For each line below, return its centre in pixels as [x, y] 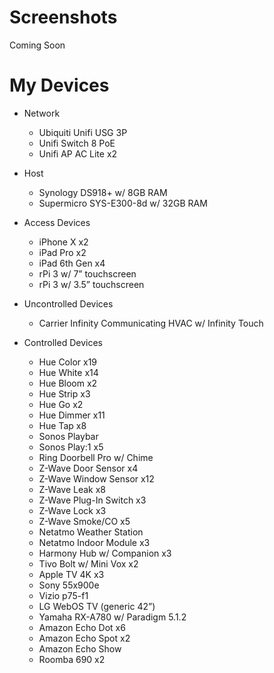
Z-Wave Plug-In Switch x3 [92, 500]
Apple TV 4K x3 [71, 574]
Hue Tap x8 [62, 425]
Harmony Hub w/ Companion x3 [105, 553]
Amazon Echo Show [80, 648]
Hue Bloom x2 [68, 383]
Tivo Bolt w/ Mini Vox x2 [88, 563]
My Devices [59, 85]
